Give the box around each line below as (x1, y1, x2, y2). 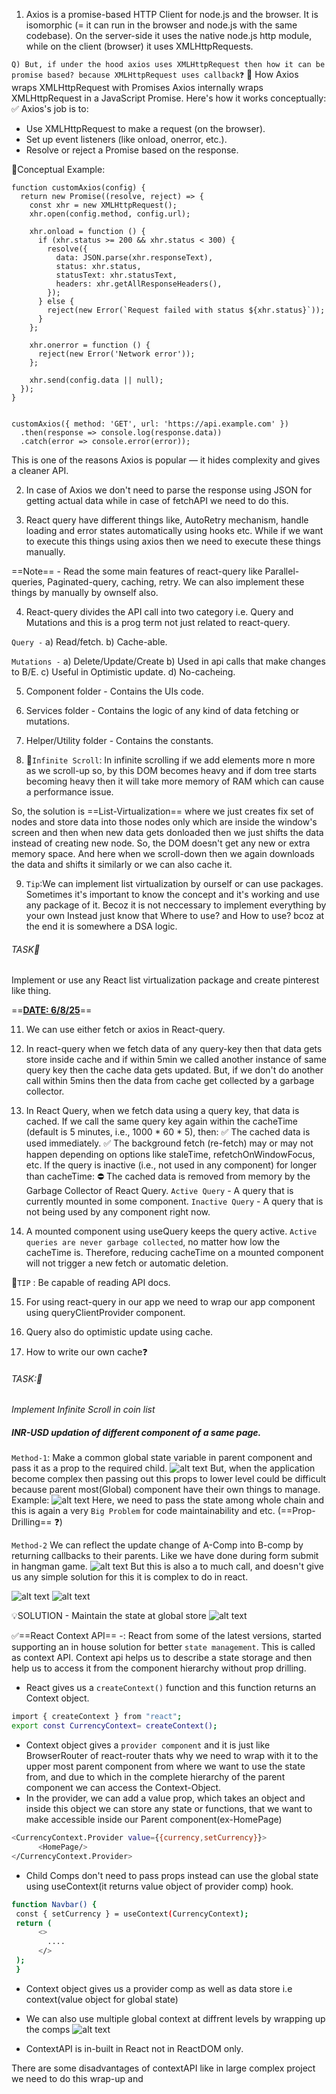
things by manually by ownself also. (11, 587, 159, 598)
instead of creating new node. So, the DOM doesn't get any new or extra (11, 837, 311, 849)
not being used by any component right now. (25, 1206, 211, 1218)
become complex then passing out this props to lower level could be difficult (11, 1473, 327, 1485)
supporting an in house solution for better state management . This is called (11, 1641, 316, 1653)
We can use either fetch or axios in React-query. (25, 1024, 226, 1036)
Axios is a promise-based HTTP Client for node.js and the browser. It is (25, 9, 319, 20)
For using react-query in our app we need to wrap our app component (25, 1296, 316, 1308)
